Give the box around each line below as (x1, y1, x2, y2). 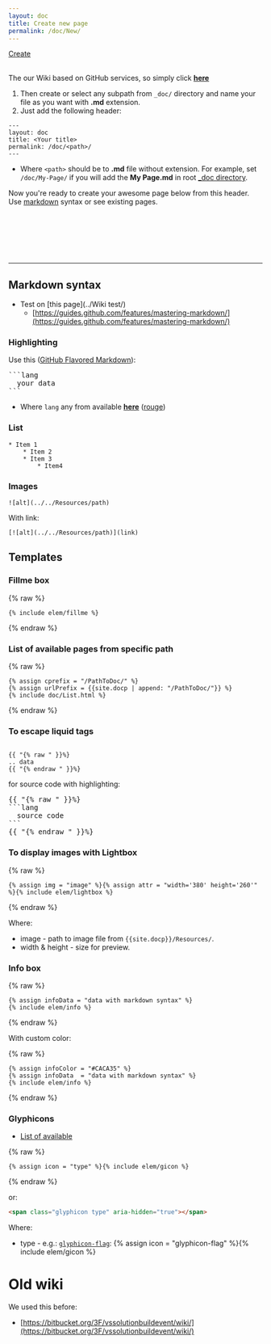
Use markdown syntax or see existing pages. (8, 197, 158, 207)
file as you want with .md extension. (19, 98, 141, 107)
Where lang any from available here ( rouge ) (19, 402, 166, 412)
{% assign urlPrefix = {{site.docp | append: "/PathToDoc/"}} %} (8, 685, 232, 693)
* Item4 (37, 461, 63, 470)
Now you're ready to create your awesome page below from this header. (8, 188, 250, 198)
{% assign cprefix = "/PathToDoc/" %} (8, 677, 139, 685)
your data (16, 379, 56, 388)
